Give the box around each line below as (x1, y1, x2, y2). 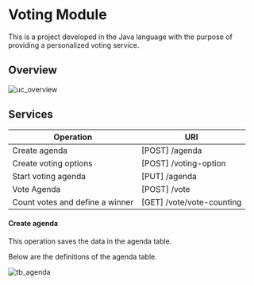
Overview (8, 64, 58, 77)
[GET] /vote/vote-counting (141, 197, 242, 208)
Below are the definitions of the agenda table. (8, 252, 157, 261)
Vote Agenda (12, 183, 61, 194)
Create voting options (12, 158, 93, 169)
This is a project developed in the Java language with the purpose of (8, 32, 233, 41)
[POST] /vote (141, 183, 190, 194)
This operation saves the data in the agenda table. (8, 236, 172, 246)
